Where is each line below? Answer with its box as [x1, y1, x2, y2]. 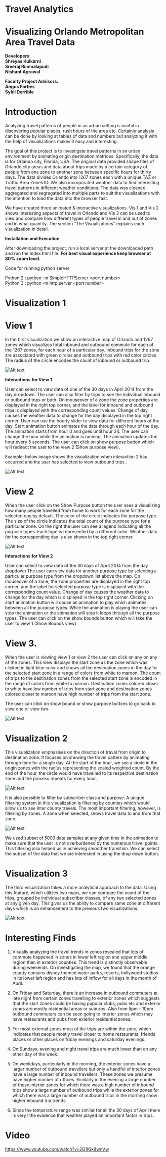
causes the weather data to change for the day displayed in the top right [5, 412, 152, 419]
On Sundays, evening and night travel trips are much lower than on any [12, 1046, 157, 1052]
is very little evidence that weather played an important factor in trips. [12, 1112, 154, 1118]
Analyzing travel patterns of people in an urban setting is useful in [5, 123, 139, 129]
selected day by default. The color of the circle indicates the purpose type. [5, 513, 158, 519]
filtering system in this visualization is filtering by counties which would [5, 800, 150, 805]
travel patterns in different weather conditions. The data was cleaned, [5, 185, 147, 191]
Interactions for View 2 [5, 553, 53, 559]
